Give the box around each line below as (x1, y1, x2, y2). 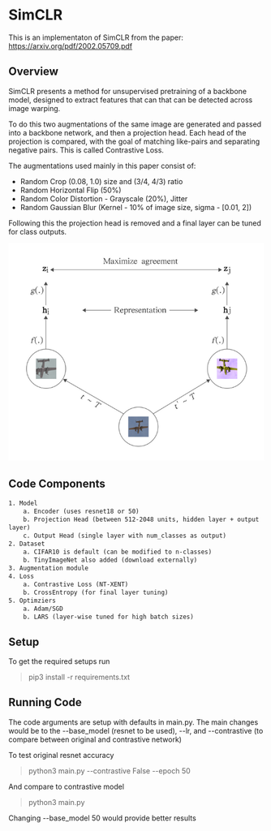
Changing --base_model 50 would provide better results (8, 813, 196, 823)
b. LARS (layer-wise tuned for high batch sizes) (23, 613, 195, 622)
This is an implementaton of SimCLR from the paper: (8, 32, 184, 42)
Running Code (8, 695, 83, 709)
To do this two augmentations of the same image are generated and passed (8, 119, 262, 129)
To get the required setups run (8, 657, 110, 666)
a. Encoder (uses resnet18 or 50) (23, 507, 140, 516)
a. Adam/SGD (23, 605, 63, 614)
